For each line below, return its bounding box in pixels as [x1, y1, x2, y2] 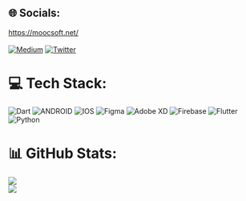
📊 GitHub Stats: [8, 144, 118, 163]
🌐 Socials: [8, 6, 61, 20]
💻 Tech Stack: [8, 74, 107, 92]
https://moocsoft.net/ [8, 27, 79, 37]
